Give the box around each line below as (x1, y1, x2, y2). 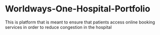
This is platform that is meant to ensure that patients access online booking (5, 19, 155, 25)
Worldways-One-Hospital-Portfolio (5, 3, 150, 14)
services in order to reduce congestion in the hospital (5, 24, 112, 30)
